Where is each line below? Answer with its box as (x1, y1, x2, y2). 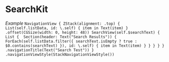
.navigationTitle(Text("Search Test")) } (5, 47, 94, 52)
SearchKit (5, 4, 48, 15)
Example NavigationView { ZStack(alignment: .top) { (5, 20, 120, 26)
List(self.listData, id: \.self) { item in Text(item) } (5, 25, 128, 31)
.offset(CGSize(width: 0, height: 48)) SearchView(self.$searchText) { (5, 30, 160, 35)
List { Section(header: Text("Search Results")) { (5, 34, 117, 39)
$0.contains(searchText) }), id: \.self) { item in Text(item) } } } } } (5, 43, 165, 48)
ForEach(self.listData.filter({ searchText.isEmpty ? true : (5, 39, 138, 44)
